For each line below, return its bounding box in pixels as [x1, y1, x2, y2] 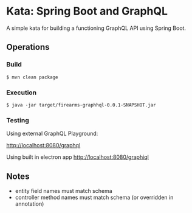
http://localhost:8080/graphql [6, 142, 81, 149]
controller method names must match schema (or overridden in [15, 194, 174, 201]
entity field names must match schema [15, 187, 112, 195]
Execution [6, 88, 37, 97]
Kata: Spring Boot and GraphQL [6, 4, 168, 18]
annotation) [15, 200, 44, 208]
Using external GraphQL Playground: [6, 130, 98, 138]
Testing [6, 116, 29, 124]
